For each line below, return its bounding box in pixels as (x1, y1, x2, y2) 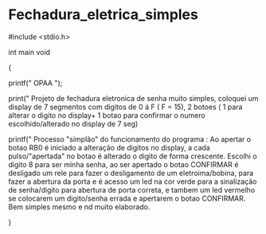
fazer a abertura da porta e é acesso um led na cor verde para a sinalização (8, 177, 257, 186)
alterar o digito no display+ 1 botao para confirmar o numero (8, 110, 205, 120)
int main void (8, 47, 50, 57)
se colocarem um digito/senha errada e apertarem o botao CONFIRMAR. (8, 193, 246, 203)
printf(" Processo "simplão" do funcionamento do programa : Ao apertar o (8, 134, 252, 144)
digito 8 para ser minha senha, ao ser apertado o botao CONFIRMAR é (8, 159, 239, 169)
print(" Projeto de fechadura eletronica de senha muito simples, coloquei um (8, 93, 259, 103)
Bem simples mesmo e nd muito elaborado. (8, 201, 151, 212)
